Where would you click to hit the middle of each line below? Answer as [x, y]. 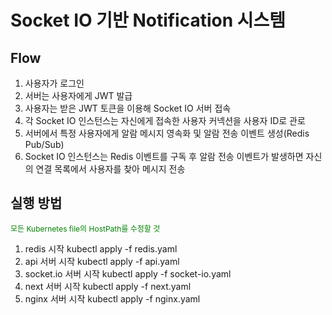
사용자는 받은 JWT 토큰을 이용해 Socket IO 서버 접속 [128, 108]
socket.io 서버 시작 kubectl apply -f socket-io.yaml [128, 273]
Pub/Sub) [44, 144]
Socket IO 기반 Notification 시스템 [148, 20]
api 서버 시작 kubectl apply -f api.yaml [102, 261]
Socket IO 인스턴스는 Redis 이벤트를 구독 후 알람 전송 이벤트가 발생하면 [164, 156]
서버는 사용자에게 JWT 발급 [78, 95]
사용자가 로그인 [54, 83]
